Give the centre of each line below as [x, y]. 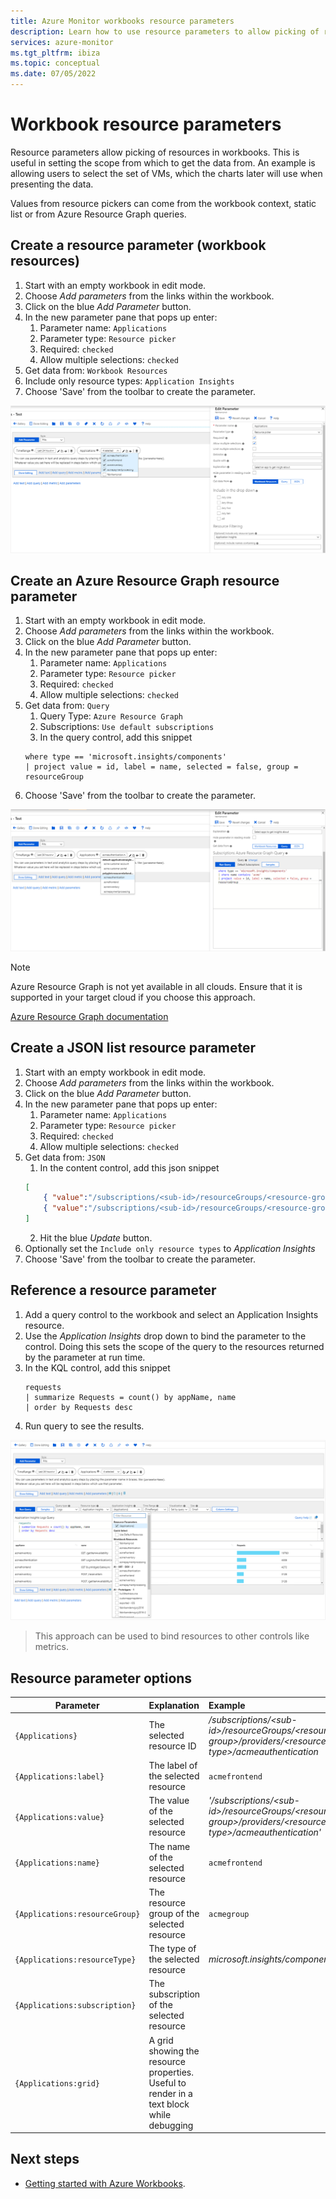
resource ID [172, 1746]
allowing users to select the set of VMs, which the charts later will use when [166, 173]
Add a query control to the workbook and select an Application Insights [171, 1314]
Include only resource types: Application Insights [129, 381]
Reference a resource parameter [113, 1290]
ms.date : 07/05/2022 [53, 74]
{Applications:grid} [57, 2083]
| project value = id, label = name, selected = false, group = [161, 767]
